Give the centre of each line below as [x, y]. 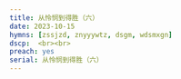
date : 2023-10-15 [42, 26]
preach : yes [32, 52]
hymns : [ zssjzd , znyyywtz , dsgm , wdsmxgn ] [91, 35]
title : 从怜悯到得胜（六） [55, 18]
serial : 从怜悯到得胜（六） [56, 60]
